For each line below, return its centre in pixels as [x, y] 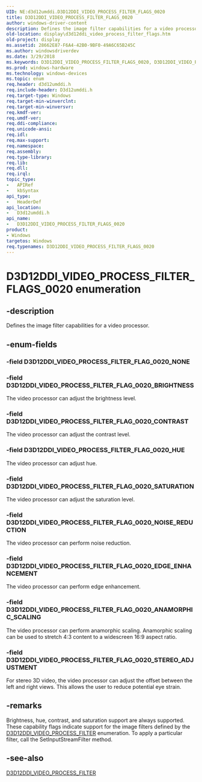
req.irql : [19, 174]
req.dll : [17, 168]
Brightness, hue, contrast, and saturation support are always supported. [95, 720]
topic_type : [21, 180]
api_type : [19, 196]
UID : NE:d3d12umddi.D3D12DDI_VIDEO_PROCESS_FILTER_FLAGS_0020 [86, 12]
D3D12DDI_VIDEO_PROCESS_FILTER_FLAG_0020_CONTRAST [97, 421]
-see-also [25, 758]
